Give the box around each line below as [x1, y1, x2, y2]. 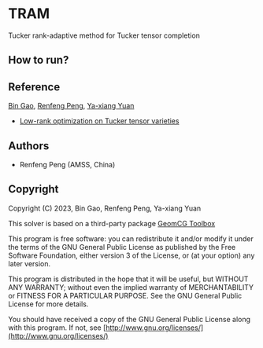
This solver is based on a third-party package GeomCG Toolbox [8, 218, 216, 228]
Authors [8, 139, 50, 152]
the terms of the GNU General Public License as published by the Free [8, 242, 236, 251]
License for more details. [8, 299, 89, 309]
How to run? [8, 53, 69, 67]
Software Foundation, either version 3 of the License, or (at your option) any [8, 251, 255, 260]
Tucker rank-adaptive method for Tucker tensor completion [8, 31, 201, 40]
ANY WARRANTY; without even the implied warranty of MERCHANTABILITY [8, 282, 254, 291]
